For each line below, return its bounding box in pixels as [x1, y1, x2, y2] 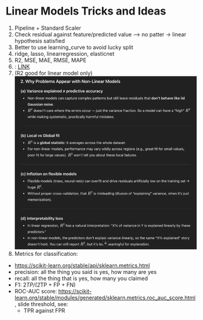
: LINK [14, 62, 30, 70]
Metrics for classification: [14, 250, 78, 258]
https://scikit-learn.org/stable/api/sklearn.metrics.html [14, 262, 150, 269]
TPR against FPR [23, 307, 65, 315]
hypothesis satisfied [14, 37, 65, 44]
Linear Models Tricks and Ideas [5, 4, 167, 18]
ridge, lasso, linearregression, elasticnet [14, 50, 115, 57]
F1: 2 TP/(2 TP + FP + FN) [14, 281, 76, 288]
